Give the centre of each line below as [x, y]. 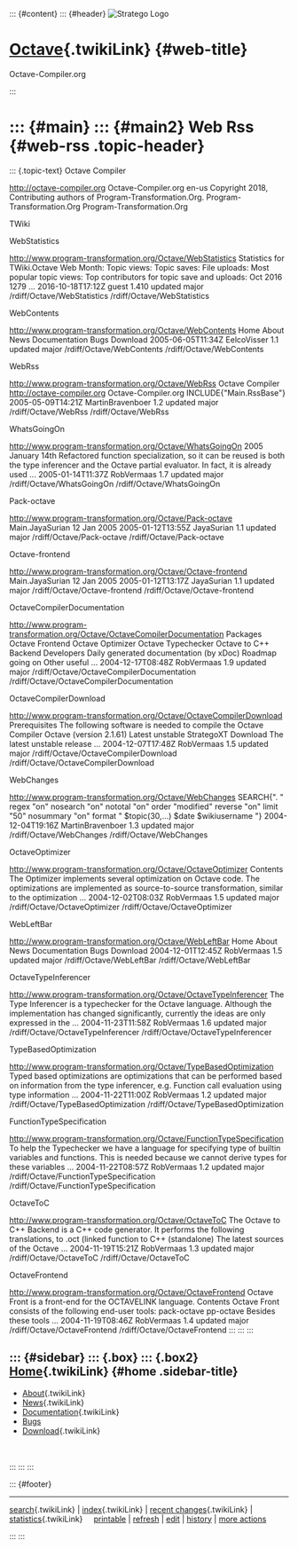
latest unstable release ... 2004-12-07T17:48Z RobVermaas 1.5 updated [139, 743]
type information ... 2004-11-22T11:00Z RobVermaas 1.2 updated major [138, 1095]
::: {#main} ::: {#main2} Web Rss [132, 127]
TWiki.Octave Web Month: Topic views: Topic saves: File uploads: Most [139, 267]
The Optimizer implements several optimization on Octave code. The [134, 878]
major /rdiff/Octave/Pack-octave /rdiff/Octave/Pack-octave [117, 537]
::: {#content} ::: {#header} [58, 14]
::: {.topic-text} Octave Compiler [68, 170]
